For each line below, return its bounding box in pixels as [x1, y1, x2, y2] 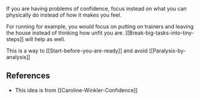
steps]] [6, 36, 24, 42]
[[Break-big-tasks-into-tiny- [125, 29, 195, 36]
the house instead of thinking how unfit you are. [6, 29, 125, 36]
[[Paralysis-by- [149, 47, 186, 54]
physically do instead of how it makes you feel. [6, 11, 122, 18]
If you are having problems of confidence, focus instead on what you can [6, 5, 187, 12]
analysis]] [6, 54, 31, 60]
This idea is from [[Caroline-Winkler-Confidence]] [14, 86, 138, 94]
